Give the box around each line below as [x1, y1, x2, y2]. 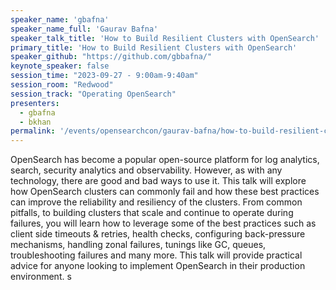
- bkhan [19, 117, 52, 127]
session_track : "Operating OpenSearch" [10, 89, 177, 99]
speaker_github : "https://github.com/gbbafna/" [10, 52, 213, 62]
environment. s [10, 271, 72, 283]
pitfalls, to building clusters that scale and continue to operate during [10, 207, 294, 219]
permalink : [10, 126, 56, 136]
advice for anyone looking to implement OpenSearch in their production [10, 260, 306, 272]
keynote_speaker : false [10, 61, 110, 71]
